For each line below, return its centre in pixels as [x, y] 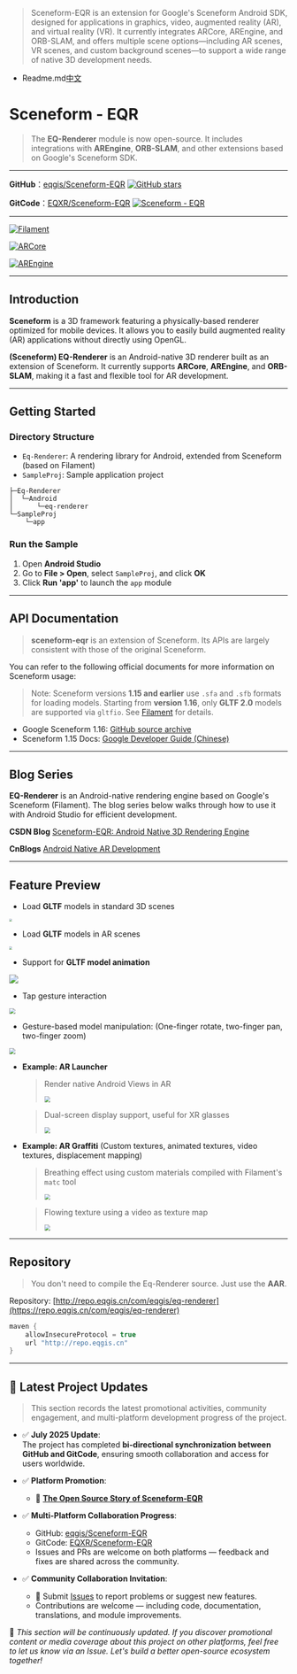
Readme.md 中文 [52, 78]
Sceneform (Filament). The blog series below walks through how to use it [143, 806]
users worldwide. [53, 1463]
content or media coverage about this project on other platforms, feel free [144, 1642]
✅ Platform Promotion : [64, 1481]
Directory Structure [52, 437]
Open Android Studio [61, 563]
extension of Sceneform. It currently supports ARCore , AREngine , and [137, 366]
